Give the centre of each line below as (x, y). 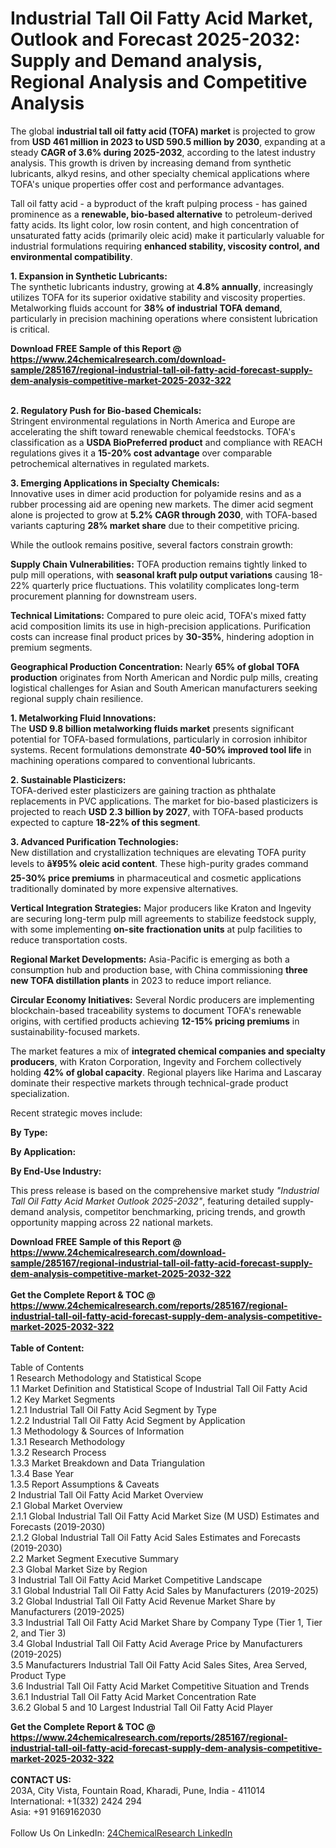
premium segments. (51, 647)
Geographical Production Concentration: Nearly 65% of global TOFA (155, 666)
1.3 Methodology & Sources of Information (97, 1431)
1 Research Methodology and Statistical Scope (106, 1378)
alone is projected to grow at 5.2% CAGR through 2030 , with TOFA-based (164, 514)
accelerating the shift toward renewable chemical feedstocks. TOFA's (153, 431)
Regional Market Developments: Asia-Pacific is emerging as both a (150, 959)
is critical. (30, 329)
